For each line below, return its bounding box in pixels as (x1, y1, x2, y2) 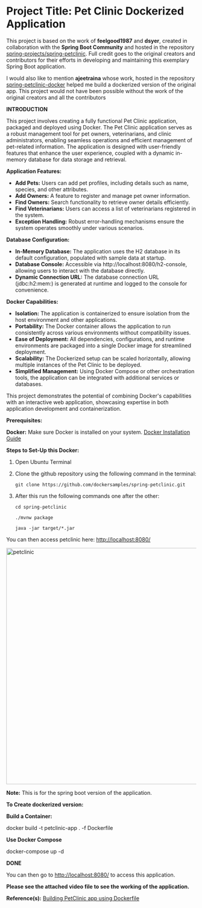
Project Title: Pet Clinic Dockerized (6, 4, 185, 18)
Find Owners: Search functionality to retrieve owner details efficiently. (14, 198, 190, 206)
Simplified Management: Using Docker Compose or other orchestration (14, 367, 195, 374)
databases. (14, 380, 43, 388)
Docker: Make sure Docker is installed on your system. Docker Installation (6, 428, 191, 436)
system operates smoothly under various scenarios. (14, 224, 145, 231)
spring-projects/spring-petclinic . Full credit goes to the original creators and (6, 50, 195, 57)
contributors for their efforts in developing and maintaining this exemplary (6, 56, 190, 64)
